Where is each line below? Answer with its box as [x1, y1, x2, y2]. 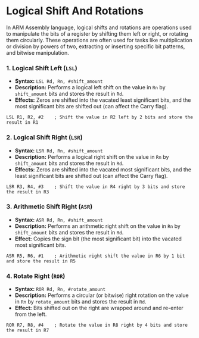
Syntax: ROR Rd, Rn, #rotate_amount [14, 286, 106, 293]
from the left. [14, 311, 47, 318]
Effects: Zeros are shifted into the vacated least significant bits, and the [14, 96, 191, 104]
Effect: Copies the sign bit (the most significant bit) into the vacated [14, 235, 182, 242]
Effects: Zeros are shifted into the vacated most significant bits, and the [14, 165, 192, 173]
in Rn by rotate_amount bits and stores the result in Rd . [14, 298, 147, 305]
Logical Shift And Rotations [6, 4, 144, 18]
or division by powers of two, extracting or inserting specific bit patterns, [6, 43, 185, 50]
